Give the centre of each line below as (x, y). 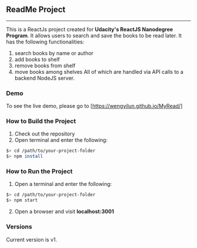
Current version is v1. (32, 239)
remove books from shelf (45, 65)
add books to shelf (37, 59)
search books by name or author (54, 53)
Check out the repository (45, 134)
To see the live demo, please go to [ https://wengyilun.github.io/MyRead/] (94, 106)
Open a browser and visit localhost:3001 (64, 212)
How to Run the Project (40, 171)
